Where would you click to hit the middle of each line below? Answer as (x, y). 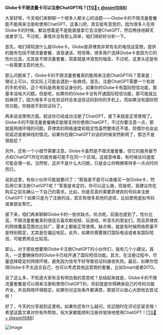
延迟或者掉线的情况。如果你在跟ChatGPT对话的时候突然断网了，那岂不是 (82, 134)
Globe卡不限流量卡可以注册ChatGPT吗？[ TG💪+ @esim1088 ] (66, 8)
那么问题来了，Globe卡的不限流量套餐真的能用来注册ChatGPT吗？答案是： (80, 75)
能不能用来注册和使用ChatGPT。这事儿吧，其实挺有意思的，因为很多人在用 (80, 24)
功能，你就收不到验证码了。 (37, 106)
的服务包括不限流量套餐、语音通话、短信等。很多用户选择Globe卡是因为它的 (81, 53)
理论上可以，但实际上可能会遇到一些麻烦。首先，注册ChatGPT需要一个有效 (80, 81)
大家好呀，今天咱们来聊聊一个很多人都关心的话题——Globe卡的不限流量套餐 (81, 18)
